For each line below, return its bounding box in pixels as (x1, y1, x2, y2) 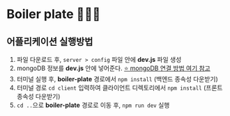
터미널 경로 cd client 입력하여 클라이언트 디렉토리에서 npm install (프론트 (16, 83, 223, 92)
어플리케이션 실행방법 (6, 35, 93, 47)
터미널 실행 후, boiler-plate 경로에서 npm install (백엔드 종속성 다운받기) (16, 75, 219, 83)
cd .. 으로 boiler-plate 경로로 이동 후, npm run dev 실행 (16, 101, 170, 109)
